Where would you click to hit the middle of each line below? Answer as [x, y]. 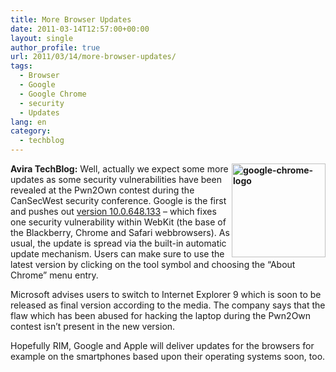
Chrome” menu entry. [54, 275]
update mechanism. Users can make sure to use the [117, 254]
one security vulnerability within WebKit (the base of [118, 222]
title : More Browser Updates [71, 19]
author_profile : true [55, 47]
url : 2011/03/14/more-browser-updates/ [93, 57]
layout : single [42, 38]
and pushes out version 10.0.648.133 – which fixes [113, 211]
